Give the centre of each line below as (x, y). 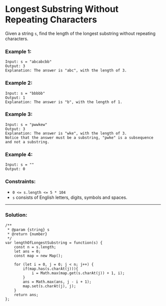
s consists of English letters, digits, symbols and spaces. (70, 197)
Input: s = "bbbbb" (25, 93)
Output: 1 (15, 98)
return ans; (26, 295)
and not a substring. (27, 142)
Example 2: (19, 83)
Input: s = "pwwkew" (26, 124)
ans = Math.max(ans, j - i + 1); (57, 282)
